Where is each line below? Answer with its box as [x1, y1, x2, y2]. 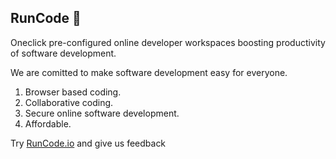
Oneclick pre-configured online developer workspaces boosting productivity [10, 36, 326, 48]
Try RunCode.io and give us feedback [10, 137, 167, 149]
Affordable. [24, 117, 72, 130]
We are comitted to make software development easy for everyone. [10, 66, 288, 78]
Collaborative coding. [24, 96, 114, 108]
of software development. [10, 47, 117, 59]
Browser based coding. [24, 86, 122, 98]
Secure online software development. [24, 107, 180, 119]
